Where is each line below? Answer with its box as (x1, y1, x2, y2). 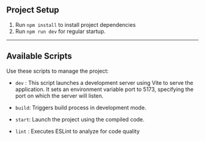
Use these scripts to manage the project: (6, 67, 109, 74)
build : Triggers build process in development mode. (15, 104, 146, 111)
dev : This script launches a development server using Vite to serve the (15, 79, 193, 86)
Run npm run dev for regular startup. (15, 27, 106, 35)
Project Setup (6, 5, 60, 15)
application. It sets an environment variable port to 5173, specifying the (15, 85, 194, 93)
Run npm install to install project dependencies (15, 21, 136, 28)
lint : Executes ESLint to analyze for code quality (15, 128, 140, 135)
